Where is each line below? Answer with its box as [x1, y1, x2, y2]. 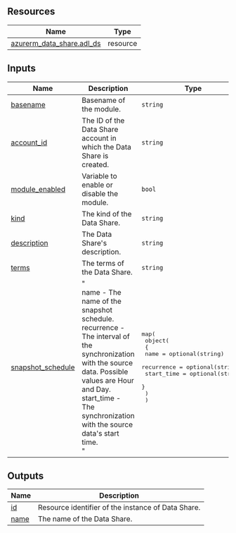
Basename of [81, 95, 126, 105]
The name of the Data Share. [37, 514, 133, 524]
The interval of [81, 331, 130, 341]
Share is [81, 151, 109, 161]
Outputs [7, 470, 44, 482]
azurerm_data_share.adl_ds [11, 38, 101, 48]
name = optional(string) [145, 350, 225, 358]
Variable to [81, 171, 117, 180]
